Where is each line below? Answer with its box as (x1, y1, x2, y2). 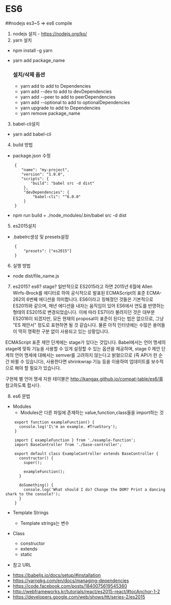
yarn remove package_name (20, 110, 81, 116)
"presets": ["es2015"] (23, 248, 72, 254)
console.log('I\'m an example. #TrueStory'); (18, 424, 117, 430)
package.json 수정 (12, 152, 51, 159)
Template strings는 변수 (20, 520, 69, 526)
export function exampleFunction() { (14, 420, 95, 425)
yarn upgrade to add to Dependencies (20, 105, 101, 111)
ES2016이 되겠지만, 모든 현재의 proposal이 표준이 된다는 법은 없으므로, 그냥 (12, 316, 164, 322)
